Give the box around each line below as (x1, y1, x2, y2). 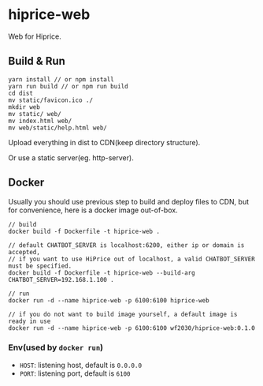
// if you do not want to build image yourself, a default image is (8, 310, 238, 318)
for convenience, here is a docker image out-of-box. (8, 205, 179, 215)
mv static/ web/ (8, 110, 61, 118)
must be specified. (8, 262, 72, 270)
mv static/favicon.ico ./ (8, 96, 93, 104)
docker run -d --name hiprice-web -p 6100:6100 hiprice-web (8, 296, 210, 305)
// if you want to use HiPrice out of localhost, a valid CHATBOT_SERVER (8, 255, 256, 263)
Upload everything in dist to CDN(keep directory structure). (8, 137, 201, 147)
